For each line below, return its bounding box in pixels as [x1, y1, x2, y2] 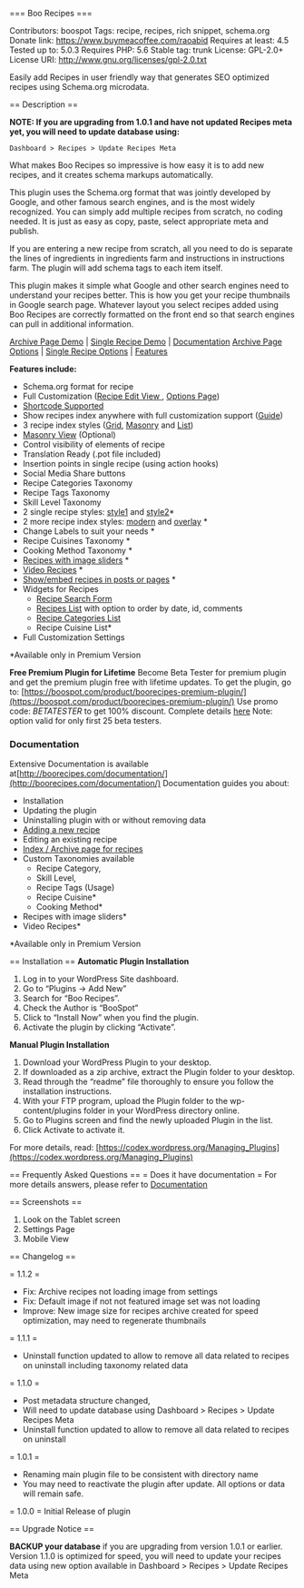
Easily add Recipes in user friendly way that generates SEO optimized [9, 72, 270, 83]
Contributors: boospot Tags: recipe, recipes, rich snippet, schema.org [9, 25, 270, 35]
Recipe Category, [35, 863, 102, 874]
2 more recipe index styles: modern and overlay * [22, 517, 209, 527]
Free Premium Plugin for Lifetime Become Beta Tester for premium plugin [9, 667, 287, 677]
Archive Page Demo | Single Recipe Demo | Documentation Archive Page [9, 336, 283, 347]
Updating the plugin [22, 805, 97, 816]
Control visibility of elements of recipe [22, 439, 166, 449]
